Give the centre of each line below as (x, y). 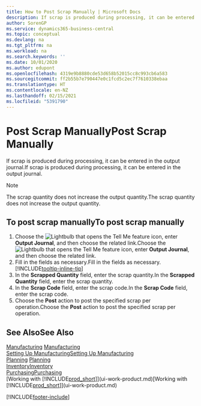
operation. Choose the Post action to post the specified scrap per (95, 307)
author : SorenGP (26, 23)
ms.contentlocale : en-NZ (37, 90)
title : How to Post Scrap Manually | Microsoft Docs (73, 12)
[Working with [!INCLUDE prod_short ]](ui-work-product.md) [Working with (97, 379)
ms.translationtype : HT (36, 85)
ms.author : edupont (31, 68)
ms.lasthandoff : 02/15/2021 (41, 96)
